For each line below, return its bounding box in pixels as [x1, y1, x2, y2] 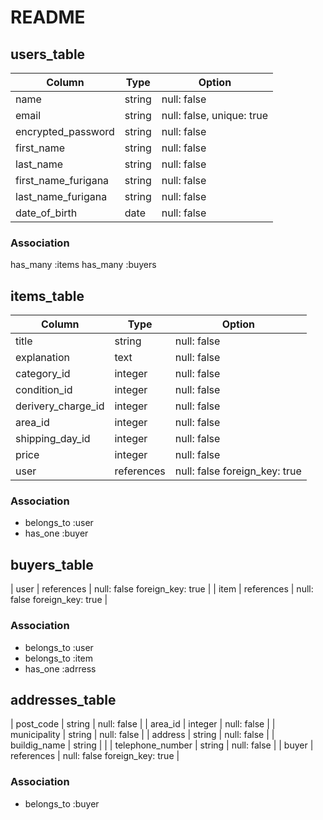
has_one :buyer [24, 527, 89, 540]
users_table [10, 46, 86, 63]
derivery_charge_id [15, 399, 105, 413]
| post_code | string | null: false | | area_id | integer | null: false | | [10, 718, 276, 730]
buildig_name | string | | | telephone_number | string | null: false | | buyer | [10, 739, 314, 751]
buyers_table [10, 556, 94, 573]
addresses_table [10, 691, 117, 708]
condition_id [15, 383, 73, 397]
